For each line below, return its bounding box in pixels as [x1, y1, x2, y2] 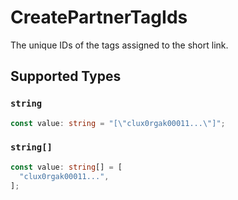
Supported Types [10, 68, 122, 85]
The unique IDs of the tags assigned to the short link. [10, 39, 229, 51]
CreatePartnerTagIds [10, 6, 188, 29]
